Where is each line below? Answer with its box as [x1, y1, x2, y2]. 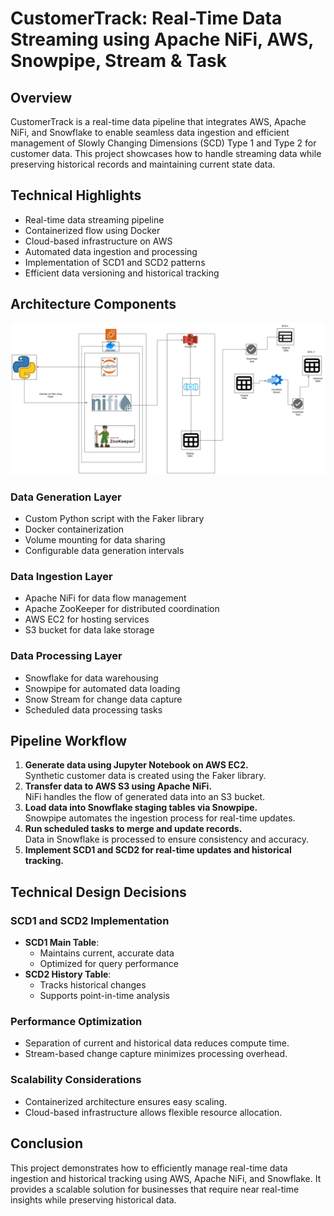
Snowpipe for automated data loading [24, 682, 181, 694]
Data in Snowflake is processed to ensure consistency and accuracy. [24, 833, 310, 846]
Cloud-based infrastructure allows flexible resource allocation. [24, 1106, 283, 1118]
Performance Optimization [10, 1015, 143, 1029]
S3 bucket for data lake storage [24, 624, 155, 636]
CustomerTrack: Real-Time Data [10, 7, 283, 30]
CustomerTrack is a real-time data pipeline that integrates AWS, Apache [10, 116, 307, 127]
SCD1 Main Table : [24, 937, 100, 949]
